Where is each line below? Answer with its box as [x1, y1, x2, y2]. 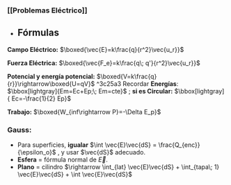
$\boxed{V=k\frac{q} [96, 72, 157, 80]
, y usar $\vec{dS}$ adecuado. [57, 148, 146, 157]
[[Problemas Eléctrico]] [7, 6, 88, 15]
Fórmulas [17, 27, 59, 39]
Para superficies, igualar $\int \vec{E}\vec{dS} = [17, 141, 157, 149]
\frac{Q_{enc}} [158, 141, 200, 149]
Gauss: [7, 125, 32, 134]
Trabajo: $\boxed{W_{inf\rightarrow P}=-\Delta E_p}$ [7, 107, 161, 116]
